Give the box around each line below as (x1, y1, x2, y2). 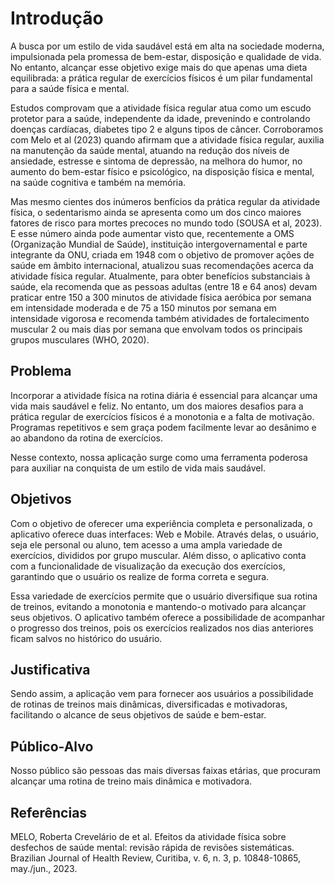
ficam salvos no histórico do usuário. (10, 632, 163, 644)
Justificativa (10, 661, 91, 678)
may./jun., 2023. (10, 863, 78, 874)
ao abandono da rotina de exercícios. (10, 432, 163, 444)
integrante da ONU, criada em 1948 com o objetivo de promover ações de (10, 248, 315, 261)
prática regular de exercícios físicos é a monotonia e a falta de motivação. (10, 410, 315, 422)
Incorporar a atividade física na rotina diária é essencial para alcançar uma (10, 389, 318, 401)
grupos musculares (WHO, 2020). (10, 333, 150, 346)
